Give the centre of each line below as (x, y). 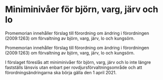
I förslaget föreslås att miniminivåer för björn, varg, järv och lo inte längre (78, 62)
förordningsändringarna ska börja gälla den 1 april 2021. (61, 72)
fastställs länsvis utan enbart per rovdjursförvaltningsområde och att (74, 67)
